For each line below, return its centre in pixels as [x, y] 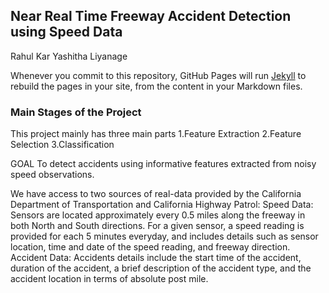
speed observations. [52, 175]
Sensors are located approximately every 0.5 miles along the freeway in [158, 215]
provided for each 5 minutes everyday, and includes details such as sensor [164, 236]
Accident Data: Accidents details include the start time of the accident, [156, 258]
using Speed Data [66, 32]
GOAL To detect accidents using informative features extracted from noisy [163, 164]
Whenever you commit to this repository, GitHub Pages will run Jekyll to [158, 75]
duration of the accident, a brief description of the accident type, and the [161, 268]
